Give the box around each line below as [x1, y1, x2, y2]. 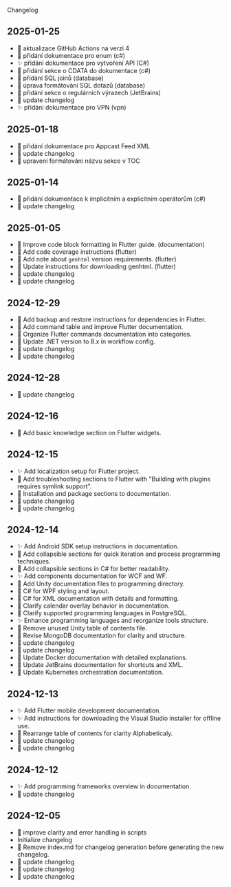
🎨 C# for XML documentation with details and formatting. [16, 595, 179, 603]
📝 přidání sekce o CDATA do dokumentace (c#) [16, 66, 151, 74]
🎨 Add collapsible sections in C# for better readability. [16, 565, 170, 573]
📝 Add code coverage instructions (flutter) [16, 248, 137, 256]
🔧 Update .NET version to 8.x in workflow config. [16, 337, 156, 346]
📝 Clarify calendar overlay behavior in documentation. [16, 601, 170, 610]
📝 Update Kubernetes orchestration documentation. [16, 668, 164, 677]
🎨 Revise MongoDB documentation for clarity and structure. [16, 631, 187, 640]
